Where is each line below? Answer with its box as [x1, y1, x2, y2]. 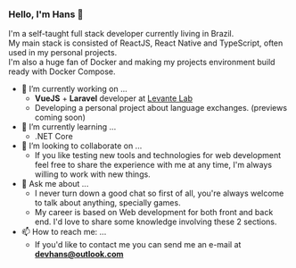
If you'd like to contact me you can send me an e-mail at [34, 239, 242, 250]
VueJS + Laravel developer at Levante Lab [34, 93, 193, 104]
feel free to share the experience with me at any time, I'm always [34, 160, 273, 171]
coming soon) [34, 112, 86, 123]
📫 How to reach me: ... [21, 227, 107, 238]
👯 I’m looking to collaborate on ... [21, 140, 143, 151]
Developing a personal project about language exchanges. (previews [34, 103, 287, 113]
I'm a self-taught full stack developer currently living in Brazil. [8, 29, 234, 39]
